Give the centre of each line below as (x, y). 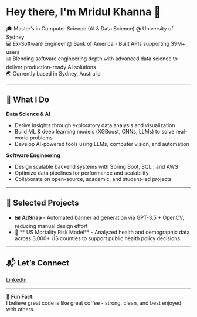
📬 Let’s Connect (38, 263)
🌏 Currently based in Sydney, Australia (53, 73)
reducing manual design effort (51, 226)
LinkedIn (16, 280)
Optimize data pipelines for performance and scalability (81, 173)
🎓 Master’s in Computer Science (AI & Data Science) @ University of (90, 28)
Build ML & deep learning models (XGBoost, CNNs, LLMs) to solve (94, 131)
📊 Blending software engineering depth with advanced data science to (92, 59)
